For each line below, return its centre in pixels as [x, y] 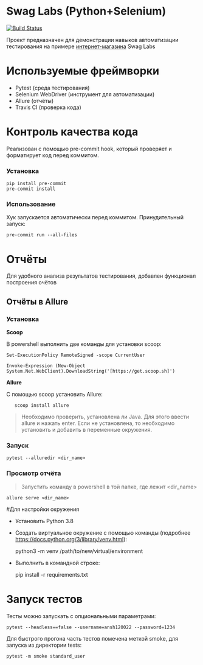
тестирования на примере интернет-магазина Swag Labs [81, 46]
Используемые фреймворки [83, 71]
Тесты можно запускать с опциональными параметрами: [81, 616]
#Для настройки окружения [43, 509]
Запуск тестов [45, 599]
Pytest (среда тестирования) [52, 88]
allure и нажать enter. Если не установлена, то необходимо [98, 423]
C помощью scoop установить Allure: [55, 395]
